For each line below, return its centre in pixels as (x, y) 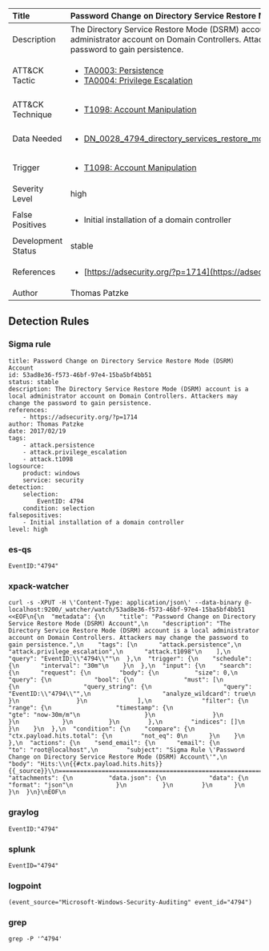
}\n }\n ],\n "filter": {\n (128, 701)
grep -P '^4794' (35, 939)
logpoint (25, 885)
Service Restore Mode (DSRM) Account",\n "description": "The (119, 624)
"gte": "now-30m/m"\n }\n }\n (116, 715)
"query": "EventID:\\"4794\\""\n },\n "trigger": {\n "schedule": (130, 659)
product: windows (52, 473)
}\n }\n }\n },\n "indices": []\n (127, 722)
